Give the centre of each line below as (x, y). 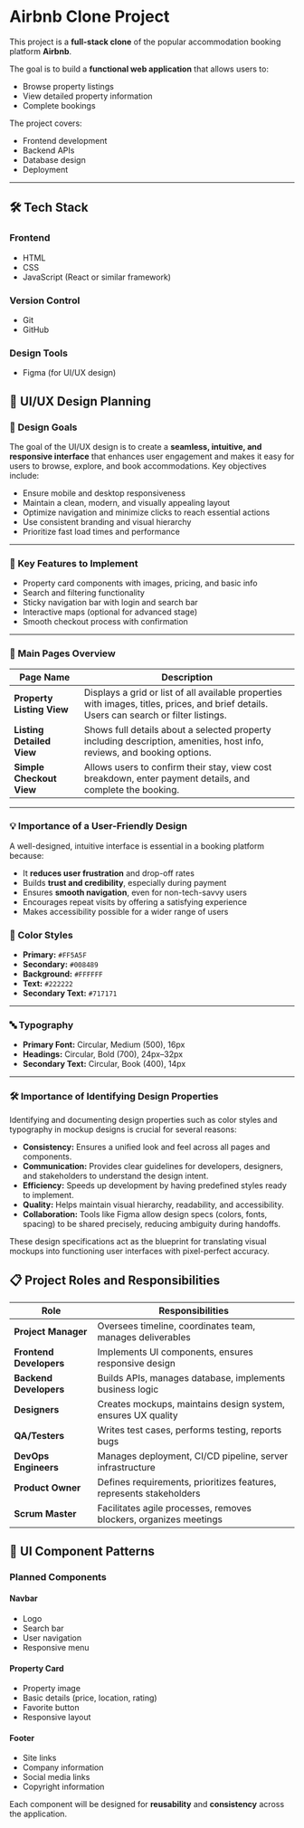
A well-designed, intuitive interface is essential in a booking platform (137, 846)
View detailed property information (87, 96)
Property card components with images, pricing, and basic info (140, 583)
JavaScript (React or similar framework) (97, 277)
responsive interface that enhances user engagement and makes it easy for (152, 456)
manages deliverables (144, 1337)
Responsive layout (57, 1718)
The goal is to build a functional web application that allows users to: (139, 69)
